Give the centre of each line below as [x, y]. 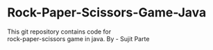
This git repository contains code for [59, 32]
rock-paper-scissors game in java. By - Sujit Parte [78, 38]
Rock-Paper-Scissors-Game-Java [107, 13]
